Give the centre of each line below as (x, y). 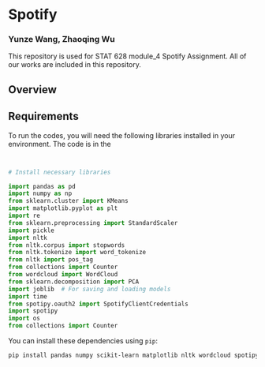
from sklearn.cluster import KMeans (68, 201)
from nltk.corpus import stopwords (67, 245)
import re (24, 216)
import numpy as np (40, 194)
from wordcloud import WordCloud (63, 275)
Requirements (43, 116)
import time (28, 296)
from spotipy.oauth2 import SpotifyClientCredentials (99, 304)
